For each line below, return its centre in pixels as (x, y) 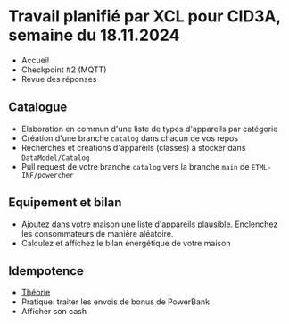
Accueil (35, 60)
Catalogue (38, 108)
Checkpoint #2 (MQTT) (64, 70)
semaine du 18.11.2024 (94, 35)
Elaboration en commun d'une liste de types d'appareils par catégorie (149, 129)
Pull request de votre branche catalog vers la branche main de (135, 166)
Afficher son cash (54, 312)
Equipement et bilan (65, 203)
